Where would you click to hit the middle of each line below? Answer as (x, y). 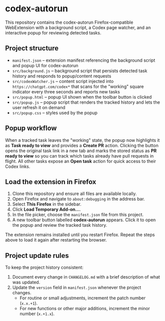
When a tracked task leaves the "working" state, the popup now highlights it (82, 140)
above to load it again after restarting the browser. (56, 240)
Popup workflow (31, 128)
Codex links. (18, 166)
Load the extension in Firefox (51, 181)
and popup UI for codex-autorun (45, 65)
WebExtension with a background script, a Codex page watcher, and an (78, 27)
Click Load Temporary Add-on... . (47, 209)
